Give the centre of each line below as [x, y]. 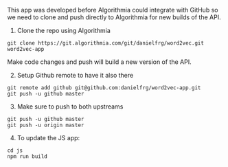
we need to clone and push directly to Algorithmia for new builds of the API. [114, 17]
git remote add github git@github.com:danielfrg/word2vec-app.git [104, 88]
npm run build [27, 157]
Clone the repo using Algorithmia [64, 31]
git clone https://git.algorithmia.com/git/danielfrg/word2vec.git [106, 43]
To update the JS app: [48, 138]
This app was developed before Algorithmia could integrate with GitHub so [113, 10]
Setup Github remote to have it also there [75, 75]
